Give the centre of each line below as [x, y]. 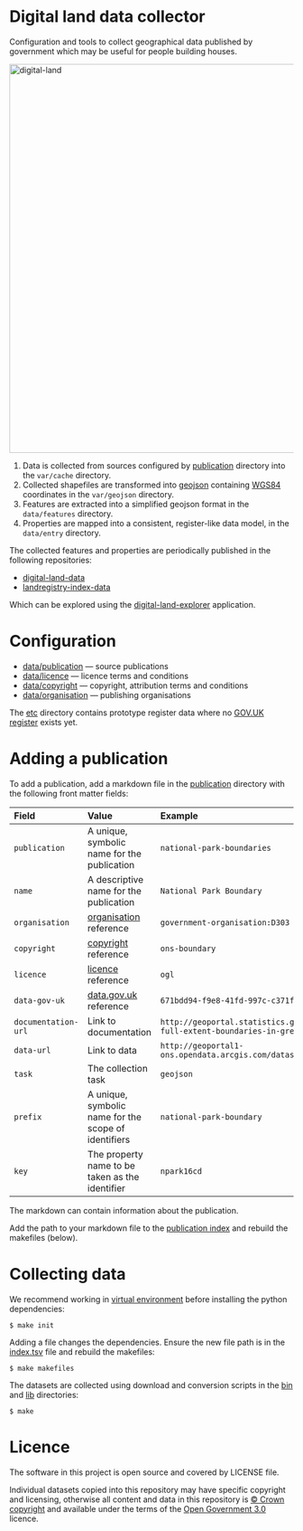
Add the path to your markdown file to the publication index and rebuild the [149, 1228]
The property [115, 1154]
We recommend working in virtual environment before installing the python [148, 1299]
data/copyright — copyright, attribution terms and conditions [135, 685]
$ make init [32, 1325]
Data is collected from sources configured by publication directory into [154, 465]
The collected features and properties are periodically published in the [140, 550]
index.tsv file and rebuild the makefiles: [82, 1351]
